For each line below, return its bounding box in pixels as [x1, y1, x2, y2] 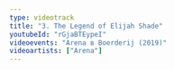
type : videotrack [9, 13, 75, 22]
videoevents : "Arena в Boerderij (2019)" [9, 38, 168, 47]
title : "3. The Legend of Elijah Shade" [9, 22, 164, 30]
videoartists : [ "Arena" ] [9, 47, 103, 56]
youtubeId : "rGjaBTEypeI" [9, 30, 106, 39]
